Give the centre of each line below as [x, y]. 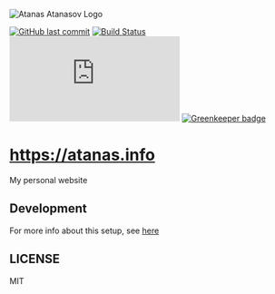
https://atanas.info [83, 155]
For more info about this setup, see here [84, 230]
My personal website [49, 180]
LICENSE [35, 259]
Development [49, 209]
